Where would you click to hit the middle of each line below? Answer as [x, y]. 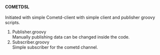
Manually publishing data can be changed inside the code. [71, 37]
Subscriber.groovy [31, 42]
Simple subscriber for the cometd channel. [55, 47]
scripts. [13, 23]
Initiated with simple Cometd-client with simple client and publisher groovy [80, 17]
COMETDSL [17, 7]
